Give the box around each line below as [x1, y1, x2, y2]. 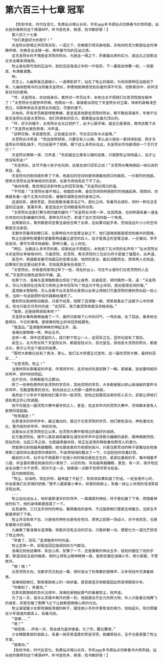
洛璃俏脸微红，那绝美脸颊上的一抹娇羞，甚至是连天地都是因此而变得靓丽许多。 [11, 579, 147, 585]
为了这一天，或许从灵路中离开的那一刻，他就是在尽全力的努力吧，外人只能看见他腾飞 [11, 595, 158, 600]
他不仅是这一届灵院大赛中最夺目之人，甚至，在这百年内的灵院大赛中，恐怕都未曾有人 [11, 403, 158, 408]
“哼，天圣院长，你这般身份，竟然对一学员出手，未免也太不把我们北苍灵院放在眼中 [11, 95, 153, 100]
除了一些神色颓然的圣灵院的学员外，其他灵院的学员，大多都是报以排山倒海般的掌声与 [11, 382, 158, 387]
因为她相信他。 [11, 471, 38, 476]
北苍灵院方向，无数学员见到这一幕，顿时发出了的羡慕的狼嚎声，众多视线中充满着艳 [11, 569, 154, 574]
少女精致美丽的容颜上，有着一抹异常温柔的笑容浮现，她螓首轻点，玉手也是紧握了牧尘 [11, 632, 158, 637]
